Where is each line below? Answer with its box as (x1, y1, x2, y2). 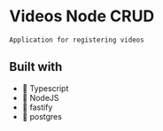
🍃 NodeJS (21, 92, 59, 103)
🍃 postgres (21, 111, 62, 121)
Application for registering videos (9, 35, 144, 44)
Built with (9, 59, 63, 74)
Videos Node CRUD (9, 6, 155, 27)
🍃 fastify (21, 102, 53, 112)
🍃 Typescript (21, 82, 69, 94)
